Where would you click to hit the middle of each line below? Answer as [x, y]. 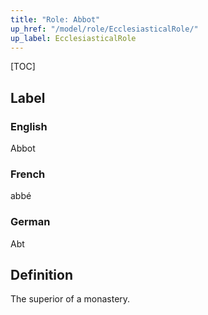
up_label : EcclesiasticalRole [73, 38]
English [29, 126]
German [30, 222]
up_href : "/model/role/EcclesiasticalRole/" [104, 29]
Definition [41, 275]
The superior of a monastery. [70, 299]
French [28, 174]
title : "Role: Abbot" [55, 19]
